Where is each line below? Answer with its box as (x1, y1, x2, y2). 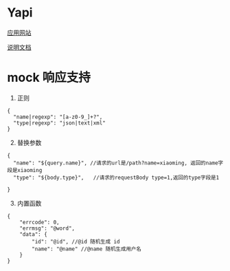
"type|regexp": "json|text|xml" (13, 119, 106, 127)
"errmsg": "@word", (19, 225, 76, 232)
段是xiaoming (7, 166, 43, 173)
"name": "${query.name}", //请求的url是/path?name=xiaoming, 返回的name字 (13, 160, 224, 166)
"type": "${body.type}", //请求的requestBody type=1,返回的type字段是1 (13, 174, 220, 181)
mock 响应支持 (7, 70, 91, 85)
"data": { (19, 230, 48, 238)
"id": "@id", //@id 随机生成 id (32, 238, 120, 245)
